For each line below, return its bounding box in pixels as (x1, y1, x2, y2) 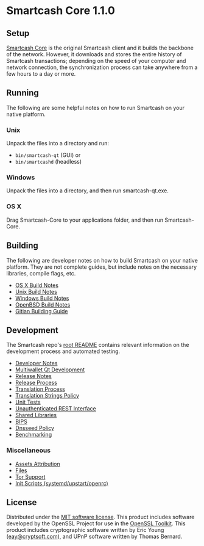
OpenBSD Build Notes (15, 300, 71, 308)
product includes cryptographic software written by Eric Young (6, 526, 164, 534)
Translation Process (15, 385, 65, 393)
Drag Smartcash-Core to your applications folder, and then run (6, 216, 164, 224)
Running (6, 88, 40, 98)
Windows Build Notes (15, 294, 69, 302)
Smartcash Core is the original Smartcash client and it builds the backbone (6, 44, 194, 51)
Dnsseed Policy (15, 424, 55, 432)
